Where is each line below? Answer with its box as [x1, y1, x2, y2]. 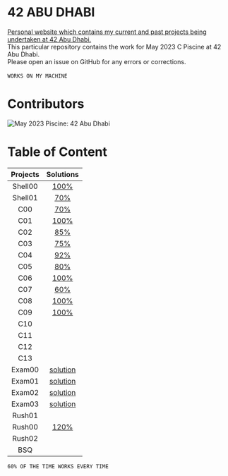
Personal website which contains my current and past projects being [7, 28, 207, 36]
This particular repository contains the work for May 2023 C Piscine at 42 [7, 42, 222, 51]
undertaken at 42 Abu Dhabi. [7, 35, 92, 43]
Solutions [46, 169, 79, 179]
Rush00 [11, 422, 39, 432]
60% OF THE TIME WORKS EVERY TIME [7, 463, 109, 470]
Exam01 [11, 376, 40, 386]
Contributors [7, 96, 85, 112]
